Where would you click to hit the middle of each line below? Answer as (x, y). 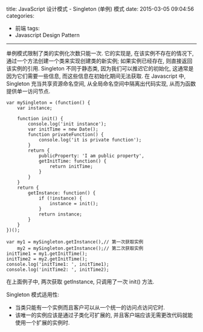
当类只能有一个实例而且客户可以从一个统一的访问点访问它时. (90, 307)
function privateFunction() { (66, 135)
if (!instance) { (60, 198)
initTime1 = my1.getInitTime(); (47, 254)
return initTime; (71, 166)
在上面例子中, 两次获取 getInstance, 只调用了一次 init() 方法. (80, 282)
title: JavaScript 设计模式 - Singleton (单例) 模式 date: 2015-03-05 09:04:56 (100, 9)
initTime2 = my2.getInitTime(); (47, 259)
